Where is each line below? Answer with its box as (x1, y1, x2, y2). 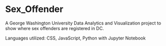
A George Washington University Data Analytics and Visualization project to (5, 20, 161, 26)
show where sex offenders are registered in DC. (5, 25, 104, 31)
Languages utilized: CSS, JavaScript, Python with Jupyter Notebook (5, 35, 146, 41)
